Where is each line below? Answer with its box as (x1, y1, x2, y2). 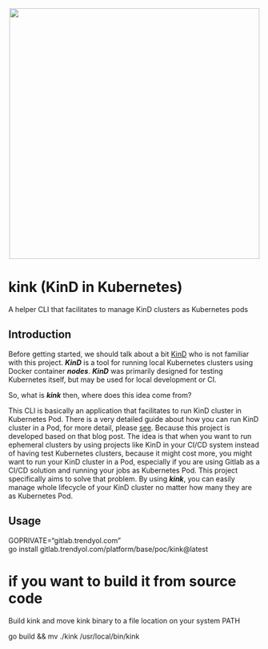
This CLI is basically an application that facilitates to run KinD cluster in (8, 405, 242, 416)
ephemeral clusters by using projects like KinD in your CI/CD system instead (8, 440, 260, 449)
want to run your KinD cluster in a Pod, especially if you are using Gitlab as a (8, 456, 260, 466)
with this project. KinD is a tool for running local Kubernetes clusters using (8, 357, 254, 367)
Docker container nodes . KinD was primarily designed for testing (8, 366, 223, 375)
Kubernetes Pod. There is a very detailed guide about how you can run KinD (8, 414, 259, 424)
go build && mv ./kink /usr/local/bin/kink (8, 631, 140, 641)
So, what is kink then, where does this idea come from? (8, 390, 192, 400)
